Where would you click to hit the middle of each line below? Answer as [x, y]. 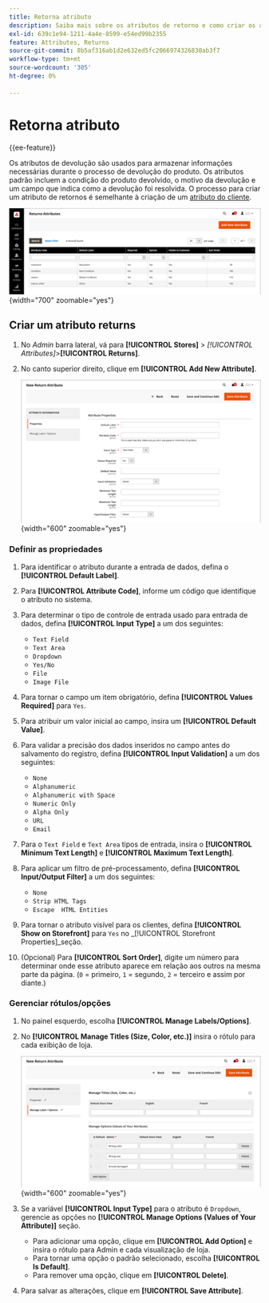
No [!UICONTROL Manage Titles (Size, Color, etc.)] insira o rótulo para [138, 1036]
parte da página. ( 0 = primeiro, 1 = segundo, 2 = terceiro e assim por [133, 974]
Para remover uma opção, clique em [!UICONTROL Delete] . [131, 1275]
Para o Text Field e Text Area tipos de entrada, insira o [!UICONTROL [136, 844]
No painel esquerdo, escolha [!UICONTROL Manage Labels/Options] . [136, 1020]
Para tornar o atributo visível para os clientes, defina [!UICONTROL [131, 924]
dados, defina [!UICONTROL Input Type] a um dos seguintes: [122, 623]
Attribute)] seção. [50, 1226]
